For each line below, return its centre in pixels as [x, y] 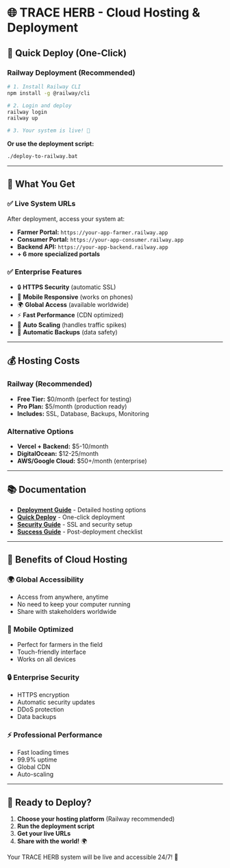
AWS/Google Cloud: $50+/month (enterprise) [82, 461]
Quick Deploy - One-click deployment [71, 517]
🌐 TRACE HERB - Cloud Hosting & [104, 13]
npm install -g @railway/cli [49, 93]
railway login [27, 112]
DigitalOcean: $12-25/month [58, 453]
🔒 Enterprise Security [43, 677]
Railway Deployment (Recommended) [71, 72]
